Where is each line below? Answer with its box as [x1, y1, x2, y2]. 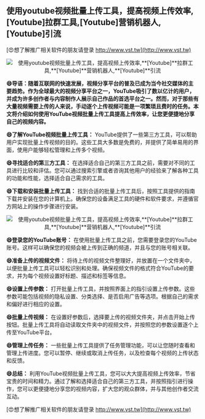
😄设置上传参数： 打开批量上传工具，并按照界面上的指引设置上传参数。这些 [6, 285, 195, 292]
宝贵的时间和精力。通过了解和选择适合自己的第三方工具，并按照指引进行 [6, 377, 188, 385]
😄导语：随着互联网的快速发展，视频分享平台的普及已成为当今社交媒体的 [6, 79, 189, 87]
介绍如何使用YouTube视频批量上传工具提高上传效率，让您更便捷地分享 [16, 110, 195, 117]
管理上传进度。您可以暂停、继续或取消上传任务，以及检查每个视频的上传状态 [6, 349, 199, 356]
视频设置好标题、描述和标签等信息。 [38, 272, 129, 279]
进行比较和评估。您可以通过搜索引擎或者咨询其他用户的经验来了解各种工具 [11, 167, 199, 174]
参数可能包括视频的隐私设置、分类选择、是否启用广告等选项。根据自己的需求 [6, 293, 199, 300]
